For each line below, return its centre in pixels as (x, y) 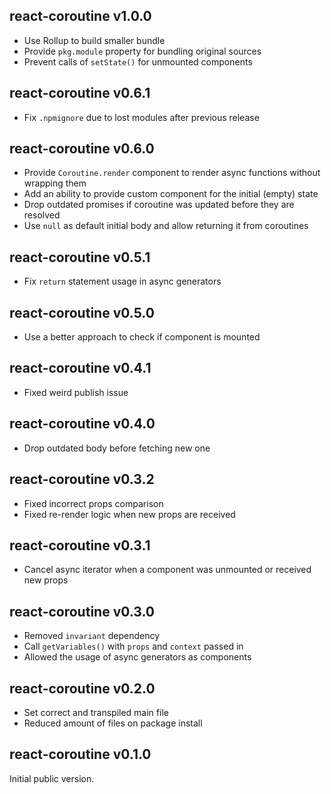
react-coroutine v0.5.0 (82, 312)
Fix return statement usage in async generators (122, 281)
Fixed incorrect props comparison (93, 503)
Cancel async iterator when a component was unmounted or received (167, 570)
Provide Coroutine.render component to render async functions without (172, 173)
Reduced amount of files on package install (113, 723)
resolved (42, 215)
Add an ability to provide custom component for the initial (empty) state (171, 194)
